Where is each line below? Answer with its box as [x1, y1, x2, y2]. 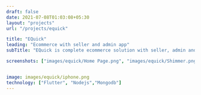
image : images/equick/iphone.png [6, 74, 90, 80]
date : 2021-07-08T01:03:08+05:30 [6, 14, 90, 20]
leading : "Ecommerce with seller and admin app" [6, 42, 130, 48]
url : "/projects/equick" [6, 25, 68, 32]
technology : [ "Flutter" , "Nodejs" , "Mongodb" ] [6, 79, 121, 85]
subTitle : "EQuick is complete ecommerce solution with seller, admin [6, 47, 186, 54]
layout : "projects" [6, 20, 55, 26]
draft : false [6, 8, 39, 15]
